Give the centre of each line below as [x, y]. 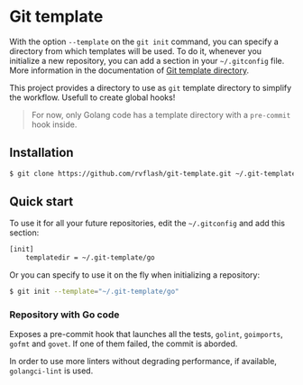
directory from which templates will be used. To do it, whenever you [136, 50]
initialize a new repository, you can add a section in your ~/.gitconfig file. [147, 60]
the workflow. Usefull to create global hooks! [92, 97]
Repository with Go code [64, 315]
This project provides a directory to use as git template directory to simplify [151, 87]
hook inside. [54, 124]
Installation [41, 153]
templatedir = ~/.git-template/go [90, 258]
